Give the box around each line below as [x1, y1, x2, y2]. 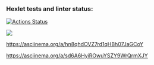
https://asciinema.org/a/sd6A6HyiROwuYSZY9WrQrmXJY [6, 52, 149, 59]
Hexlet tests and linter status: [6, 5, 93, 13]
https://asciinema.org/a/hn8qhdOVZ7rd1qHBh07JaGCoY [6, 41, 144, 48]
